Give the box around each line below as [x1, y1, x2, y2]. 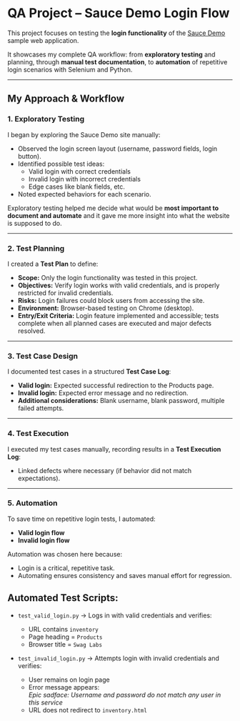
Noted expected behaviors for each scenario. [17, 189, 151, 198]
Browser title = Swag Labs [28, 640, 102, 648]
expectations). [17, 474, 61, 482]
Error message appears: [28, 682, 100, 691]
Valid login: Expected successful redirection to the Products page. [17, 381, 214, 390]
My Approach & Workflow [7, 93, 125, 105]
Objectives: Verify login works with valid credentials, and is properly [17, 281, 220, 289]
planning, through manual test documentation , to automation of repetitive [7, 57, 228, 66]
